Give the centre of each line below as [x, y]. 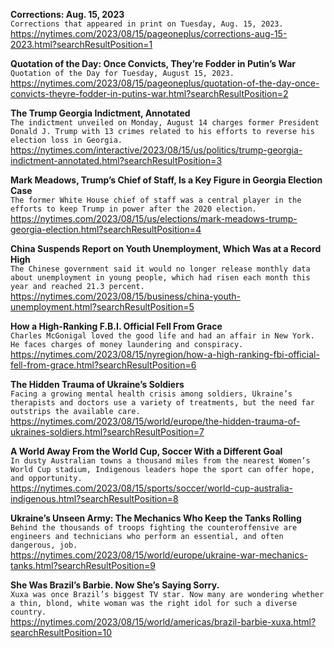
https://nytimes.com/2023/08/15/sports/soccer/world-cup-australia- [151, 488]
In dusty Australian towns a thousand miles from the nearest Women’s [160, 461]
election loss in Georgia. [66, 140]
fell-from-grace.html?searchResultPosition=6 [103, 365]
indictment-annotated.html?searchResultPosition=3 [116, 160]
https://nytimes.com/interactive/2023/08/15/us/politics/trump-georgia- [156, 150]
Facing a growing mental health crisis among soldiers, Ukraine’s [151, 394]
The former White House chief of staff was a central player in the [156, 200]
